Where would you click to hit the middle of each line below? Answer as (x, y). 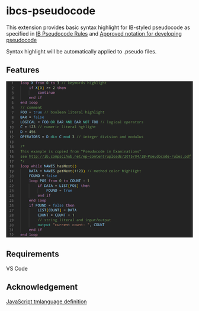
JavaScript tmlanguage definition (46, 302)
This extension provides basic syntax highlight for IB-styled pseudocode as (98, 27)
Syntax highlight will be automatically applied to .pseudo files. (81, 51)
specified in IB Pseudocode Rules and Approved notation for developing (94, 33)
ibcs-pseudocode (51, 11)
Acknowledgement (42, 287)
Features (23, 70)
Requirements (33, 254)
